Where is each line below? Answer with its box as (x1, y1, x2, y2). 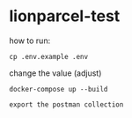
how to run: (9, 35, 51, 46)
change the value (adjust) (9, 68, 102, 78)
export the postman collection (9, 100, 124, 109)
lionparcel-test (9, 6, 121, 26)
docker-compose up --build (9, 85, 108, 93)
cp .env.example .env (9, 52, 89, 61)
